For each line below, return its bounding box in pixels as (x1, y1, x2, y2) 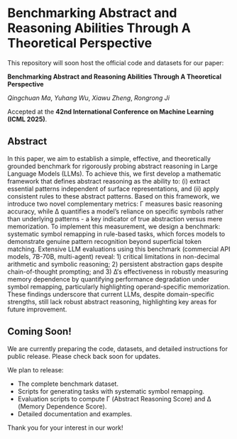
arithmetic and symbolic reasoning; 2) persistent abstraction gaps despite (7, 260, 224, 268)
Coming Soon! (7, 326, 72, 338)
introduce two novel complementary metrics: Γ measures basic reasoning (7, 199, 223, 208)
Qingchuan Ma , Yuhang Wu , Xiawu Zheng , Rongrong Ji (7, 94, 170, 102)
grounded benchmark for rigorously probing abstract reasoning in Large (7, 162, 219, 170)
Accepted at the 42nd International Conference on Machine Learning (7, 107, 214, 116)
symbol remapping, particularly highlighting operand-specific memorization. (7, 282, 231, 291)
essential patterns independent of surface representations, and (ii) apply (7, 184, 220, 193)
